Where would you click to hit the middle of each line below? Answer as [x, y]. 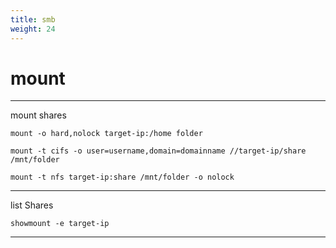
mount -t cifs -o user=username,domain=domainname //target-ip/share [158, 151]
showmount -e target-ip [60, 224]
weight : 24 [33, 29]
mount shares [38, 115]
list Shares [32, 205]
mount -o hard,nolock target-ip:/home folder [106, 134]
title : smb [33, 19]
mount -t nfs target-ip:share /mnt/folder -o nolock [122, 177]
